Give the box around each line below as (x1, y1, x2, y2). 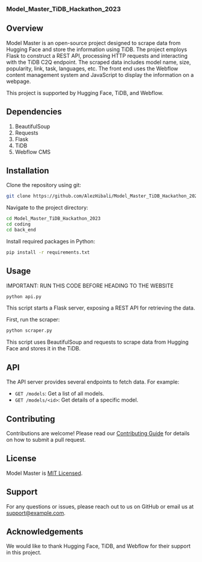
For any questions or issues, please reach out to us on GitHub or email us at (6, 502, 194, 510)
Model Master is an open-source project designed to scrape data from (6, 39, 181, 46)
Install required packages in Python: (6, 237, 96, 245)
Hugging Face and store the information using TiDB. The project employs (6, 46, 188, 53)
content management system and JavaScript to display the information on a (6, 71, 194, 78)
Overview (6, 23, 44, 34)
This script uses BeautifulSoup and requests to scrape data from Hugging (6, 338, 189, 346)
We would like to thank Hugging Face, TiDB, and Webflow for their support (6, 543, 191, 550)
